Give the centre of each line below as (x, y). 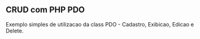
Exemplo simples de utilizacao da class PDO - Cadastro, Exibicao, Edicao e (100, 24)
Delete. (15, 31)
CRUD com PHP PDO (45, 10)
